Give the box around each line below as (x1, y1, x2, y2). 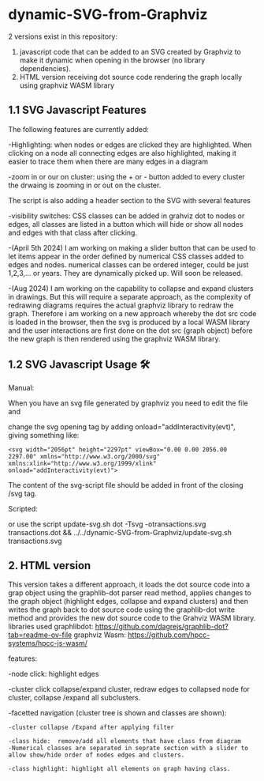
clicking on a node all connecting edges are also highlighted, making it (8, 148, 236, 157)
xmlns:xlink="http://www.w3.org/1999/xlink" (8, 459, 157, 467)
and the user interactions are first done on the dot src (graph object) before (8, 326, 254, 335)
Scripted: (8, 504, 38, 513)
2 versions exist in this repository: (8, 32, 118, 41)
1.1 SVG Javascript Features (8, 104, 147, 117)
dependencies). (19, 63, 71, 73)
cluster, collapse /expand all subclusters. (8, 693, 141, 703)
